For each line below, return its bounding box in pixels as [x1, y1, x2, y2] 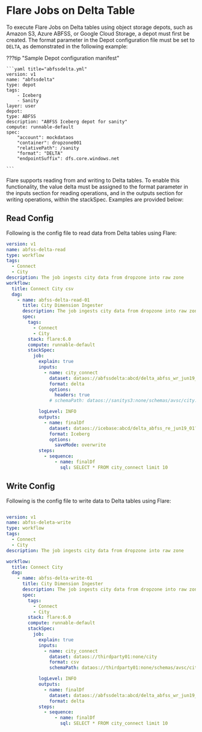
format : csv [49, 659, 79, 665]
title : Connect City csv [11, 285, 74, 292]
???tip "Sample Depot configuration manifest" [6, 54, 120, 61]
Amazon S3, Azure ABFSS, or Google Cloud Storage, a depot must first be [6, 29, 190, 37]
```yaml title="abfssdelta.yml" [6, 66, 87, 72]
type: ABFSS [6, 113, 36, 119]
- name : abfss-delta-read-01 [17, 297, 90, 303]
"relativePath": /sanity [17, 145, 79, 151]
